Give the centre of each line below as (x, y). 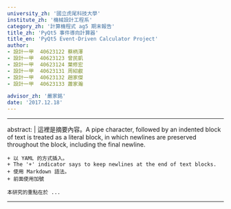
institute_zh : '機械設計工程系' (50, 20)
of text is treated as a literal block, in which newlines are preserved (102, 137)
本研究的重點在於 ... (34, 192)
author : (18, 45)
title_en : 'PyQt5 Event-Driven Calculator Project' (82, 39)
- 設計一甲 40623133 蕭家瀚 (45, 84)
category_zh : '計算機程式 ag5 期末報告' (61, 26)
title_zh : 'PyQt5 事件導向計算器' (53, 33)
